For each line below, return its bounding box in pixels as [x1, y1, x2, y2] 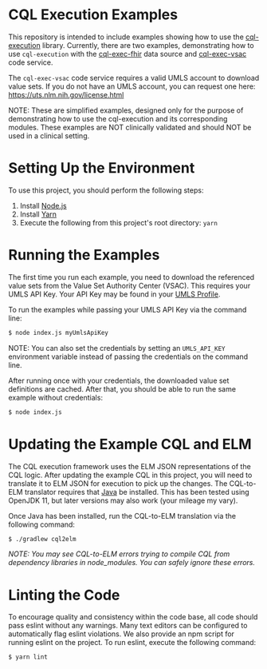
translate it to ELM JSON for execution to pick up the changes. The [8, 478, 228, 488]
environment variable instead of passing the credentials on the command [8, 352, 249, 361]
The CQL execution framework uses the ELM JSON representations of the [8, 461, 251, 471]
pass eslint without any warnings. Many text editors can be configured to [8, 621, 248, 631]
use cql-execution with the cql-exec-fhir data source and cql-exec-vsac [8, 49, 247, 58]
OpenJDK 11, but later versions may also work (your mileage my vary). [8, 496, 238, 505]
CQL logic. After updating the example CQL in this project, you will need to [8, 470, 253, 480]
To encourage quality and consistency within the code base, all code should [8, 612, 258, 622]
